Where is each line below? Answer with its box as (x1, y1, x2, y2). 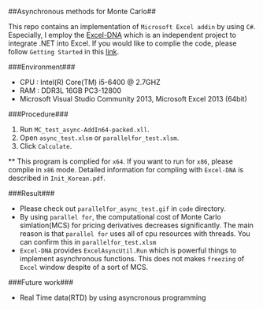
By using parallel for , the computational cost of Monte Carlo (19, 212, 222, 221)
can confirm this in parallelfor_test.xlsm (19, 238, 157, 246)
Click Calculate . (19, 142, 72, 150)
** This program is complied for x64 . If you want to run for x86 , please (8, 157, 234, 166)
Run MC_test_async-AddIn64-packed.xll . (19, 125, 150, 134)
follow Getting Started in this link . (8, 47, 120, 56)
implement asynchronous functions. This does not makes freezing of (19, 254, 245, 263)
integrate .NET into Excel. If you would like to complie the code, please (8, 39, 237, 48)
